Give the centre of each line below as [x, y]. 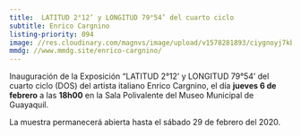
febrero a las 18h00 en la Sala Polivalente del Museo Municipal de [132, 96]
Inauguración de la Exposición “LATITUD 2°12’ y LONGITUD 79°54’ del [139, 76]
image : [21, 42]
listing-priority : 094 [52, 34]
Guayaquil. [29, 105]
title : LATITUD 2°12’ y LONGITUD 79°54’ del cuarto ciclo [122, 17]
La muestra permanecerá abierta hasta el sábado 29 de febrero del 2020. [145, 123]
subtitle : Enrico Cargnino [60, 26]
